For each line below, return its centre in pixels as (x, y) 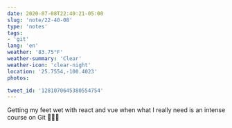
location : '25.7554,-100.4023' (52, 71)
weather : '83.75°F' (35, 53)
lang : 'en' (23, 46)
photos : (18, 78)
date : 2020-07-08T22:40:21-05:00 (55, 13)
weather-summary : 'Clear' (44, 59)
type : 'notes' (28, 26)
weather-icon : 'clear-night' (49, 65)
